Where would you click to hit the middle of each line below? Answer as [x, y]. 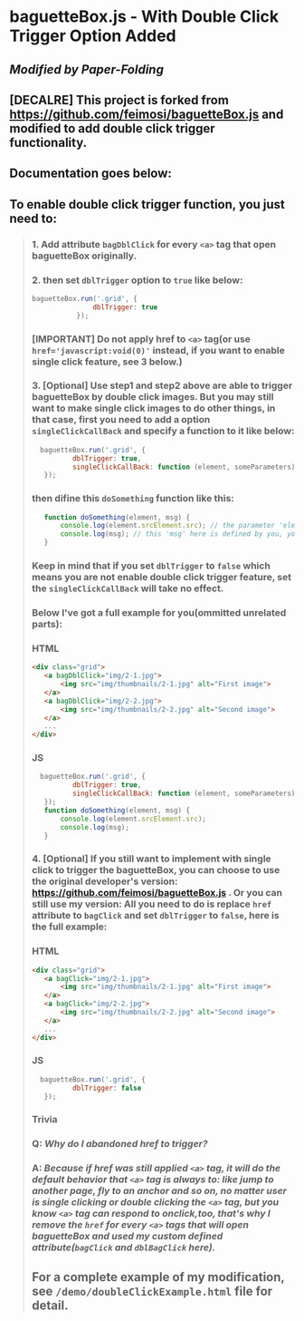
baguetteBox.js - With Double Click [144, 17]
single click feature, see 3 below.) [107, 362]
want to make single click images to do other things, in [153, 408]
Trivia [44, 1120]
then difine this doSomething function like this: [133, 499]
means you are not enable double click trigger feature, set [161, 578]
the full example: [69, 927]
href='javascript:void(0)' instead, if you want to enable [158, 350]
